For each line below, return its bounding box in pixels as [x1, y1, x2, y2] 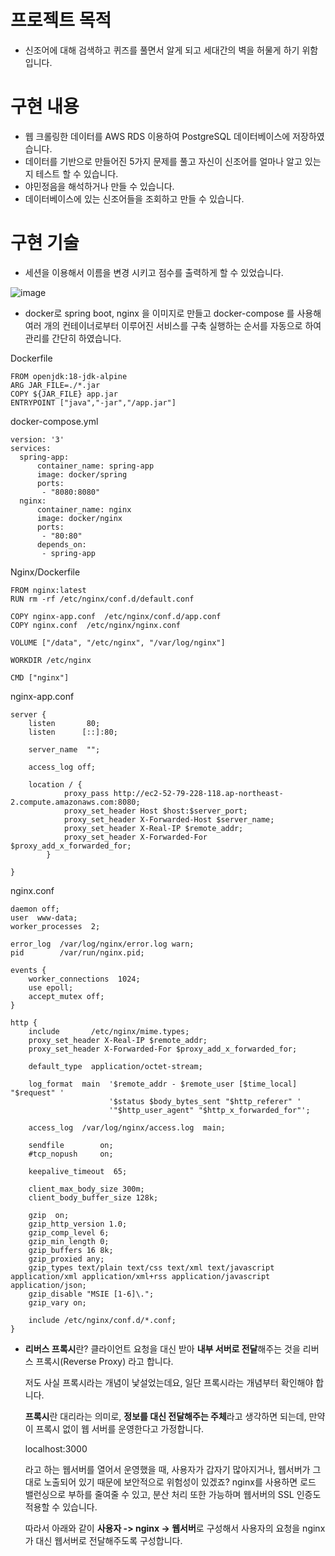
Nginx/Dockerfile [10, 566, 81, 578]
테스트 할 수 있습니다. [35, 167, 119, 180]
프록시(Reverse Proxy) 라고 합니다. [35, 1355, 174, 1367]
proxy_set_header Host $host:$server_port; [63, 806, 248, 816]
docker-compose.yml [10, 415, 99, 427]
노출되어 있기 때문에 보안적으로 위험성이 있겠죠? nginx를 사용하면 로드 [43, 1476, 317, 1488]
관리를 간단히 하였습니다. [24, 332, 122, 344]
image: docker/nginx [36, 513, 123, 523]
